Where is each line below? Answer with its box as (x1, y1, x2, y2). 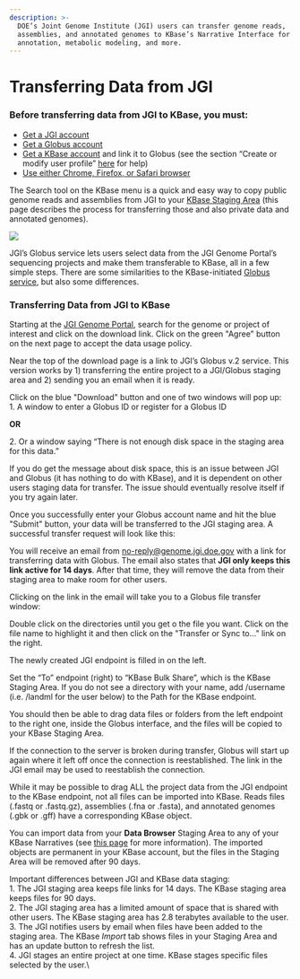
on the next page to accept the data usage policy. (9, 338, 193, 349)
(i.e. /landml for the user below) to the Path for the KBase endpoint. (9, 692, 257, 703)
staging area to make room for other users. (9, 574, 167, 585)
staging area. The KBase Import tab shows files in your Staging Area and (9, 931, 278, 942)
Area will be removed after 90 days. (9, 856, 141, 867)
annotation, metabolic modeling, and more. (17, 38, 182, 48)
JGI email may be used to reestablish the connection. (9, 765, 206, 775)
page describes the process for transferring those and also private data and (9, 204, 289, 214)
